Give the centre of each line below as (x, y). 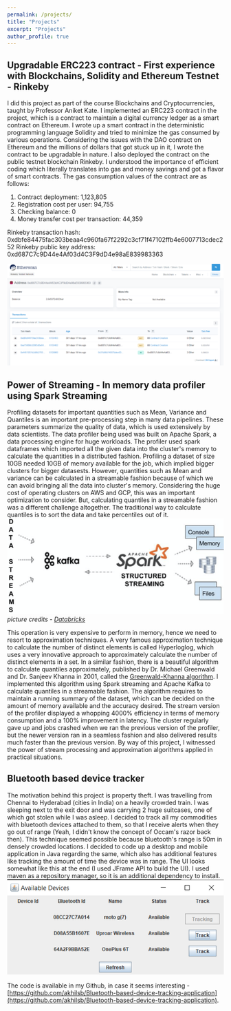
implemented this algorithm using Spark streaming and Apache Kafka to (109, 684)
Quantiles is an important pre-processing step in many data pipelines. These (115, 419)
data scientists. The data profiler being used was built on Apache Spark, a (112, 435)
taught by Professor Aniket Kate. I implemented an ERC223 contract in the (112, 111)
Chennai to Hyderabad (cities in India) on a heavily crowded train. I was (108, 802)
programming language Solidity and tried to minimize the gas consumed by (113, 133)
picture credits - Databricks (46, 619)
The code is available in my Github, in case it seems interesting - (99, 986)
